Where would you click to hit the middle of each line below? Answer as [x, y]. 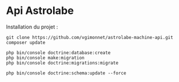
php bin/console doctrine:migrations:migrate [62, 63]
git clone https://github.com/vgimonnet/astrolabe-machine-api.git [90, 37]
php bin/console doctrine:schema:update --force [66, 73]
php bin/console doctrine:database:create [58, 53]
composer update [26, 42]
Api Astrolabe [40, 11]
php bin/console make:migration [45, 58]
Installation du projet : [32, 27]
